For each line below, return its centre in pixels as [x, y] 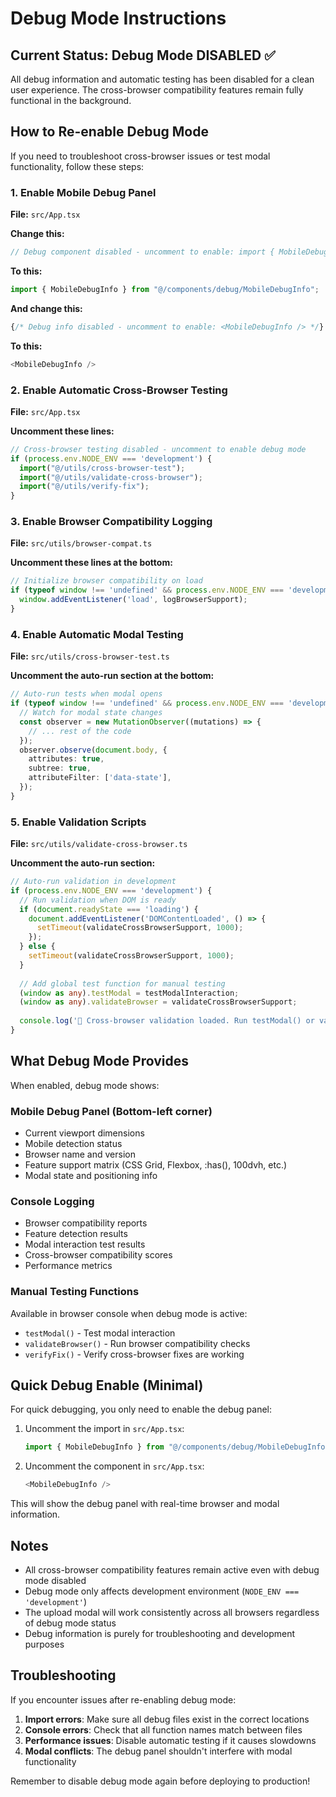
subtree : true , [60, 768]
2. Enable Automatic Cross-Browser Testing [119, 390]
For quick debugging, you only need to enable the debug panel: [141, 1409]
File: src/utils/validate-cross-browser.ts [99, 844]
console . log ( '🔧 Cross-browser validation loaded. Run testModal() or [167, 1021]
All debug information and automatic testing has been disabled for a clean [162, 79]
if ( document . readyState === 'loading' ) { [109, 909]
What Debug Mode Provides [100, 1061]
